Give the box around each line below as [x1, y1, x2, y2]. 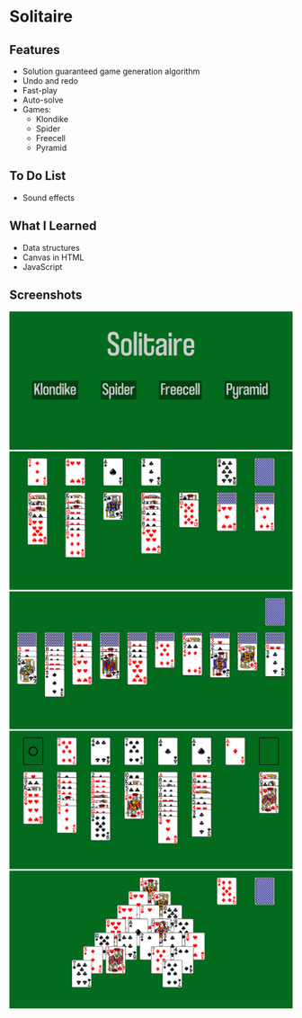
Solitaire [9, 6, 74, 27]
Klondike [35, 114, 69, 124]
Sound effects [22, 192, 75, 203]
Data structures [22, 242, 81, 253]
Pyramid [35, 142, 67, 153]
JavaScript [22, 261, 63, 272]
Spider [35, 123, 61, 134]
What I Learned [9, 219, 97, 234]
